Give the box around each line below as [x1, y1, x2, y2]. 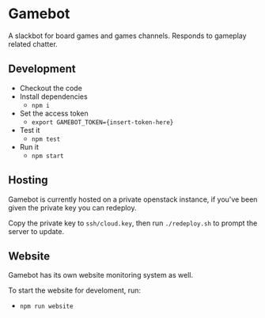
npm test [31, 135, 61, 143]
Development [8, 62, 77, 76]
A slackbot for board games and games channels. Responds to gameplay [8, 31, 247, 40]
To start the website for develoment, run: [8, 286, 141, 295]
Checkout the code [19, 83, 83, 93]
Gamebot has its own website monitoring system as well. [8, 271, 194, 280]
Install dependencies [19, 92, 89, 101]
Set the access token [19, 108, 89, 118]
